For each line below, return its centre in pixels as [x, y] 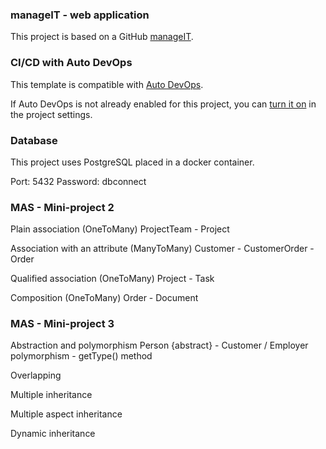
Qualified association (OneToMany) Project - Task [112, 279]
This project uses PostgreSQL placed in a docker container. [132, 162]
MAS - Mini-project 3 [62, 324]
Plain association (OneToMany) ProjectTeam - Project [120, 229]
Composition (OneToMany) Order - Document [104, 298]
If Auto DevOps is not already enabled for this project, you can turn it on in [163, 104]
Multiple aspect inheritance [66, 414]
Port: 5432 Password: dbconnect [78, 181]
